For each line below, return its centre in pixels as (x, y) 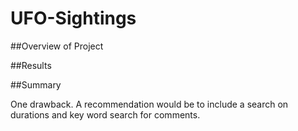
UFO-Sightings (73, 18)
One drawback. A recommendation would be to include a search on (149, 104)
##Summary (36, 84)
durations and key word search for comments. (105, 114)
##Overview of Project (57, 46)
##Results (31, 65)
